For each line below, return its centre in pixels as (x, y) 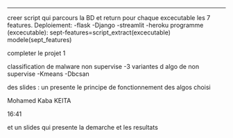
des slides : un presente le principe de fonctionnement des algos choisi (109, 87)
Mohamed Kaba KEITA (39, 100)
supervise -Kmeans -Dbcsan (49, 74)
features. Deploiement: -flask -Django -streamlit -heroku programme (105, 25)
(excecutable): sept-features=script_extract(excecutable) (89, 32)
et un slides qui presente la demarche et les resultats (83, 127)
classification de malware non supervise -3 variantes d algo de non (103, 67)
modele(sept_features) (40, 40)
